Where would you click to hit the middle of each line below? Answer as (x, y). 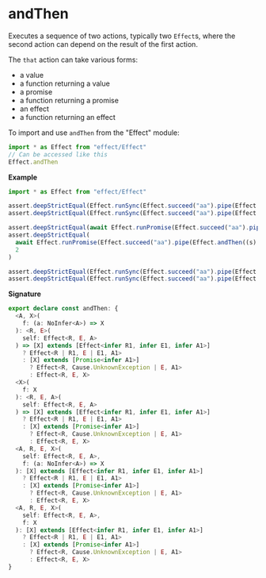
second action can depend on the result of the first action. (103, 44)
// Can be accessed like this (58, 154)
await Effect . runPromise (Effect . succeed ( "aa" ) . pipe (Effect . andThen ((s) (136, 242)
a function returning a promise (69, 100)
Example (23, 177)
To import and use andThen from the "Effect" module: (94, 133)
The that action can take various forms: (73, 60)
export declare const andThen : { (63, 309)
